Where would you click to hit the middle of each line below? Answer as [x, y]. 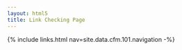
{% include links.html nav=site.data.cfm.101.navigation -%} [91, 39]
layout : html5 [28, 13]
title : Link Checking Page [46, 20]
